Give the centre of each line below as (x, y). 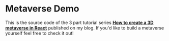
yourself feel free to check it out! (39, 33)
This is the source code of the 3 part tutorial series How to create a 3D (79, 22)
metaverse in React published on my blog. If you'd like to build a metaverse (85, 27)
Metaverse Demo (42, 9)
